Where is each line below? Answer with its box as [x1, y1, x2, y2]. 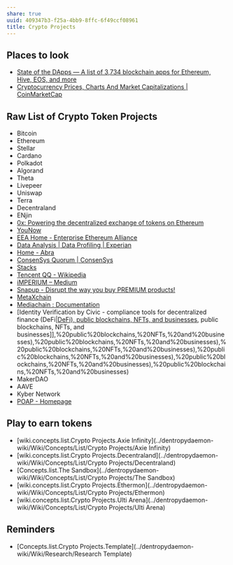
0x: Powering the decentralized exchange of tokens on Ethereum [16, 219, 204, 226]
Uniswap [16, 189, 43, 197]
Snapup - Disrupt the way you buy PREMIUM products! [16, 285, 176, 294]
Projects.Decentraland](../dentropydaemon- [92, 451, 218, 459]
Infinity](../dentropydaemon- [131, 436, 214, 444]
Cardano [16, 151, 43, 160]
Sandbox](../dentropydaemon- [71, 465, 160, 474]
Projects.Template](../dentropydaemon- [79, 542, 194, 550]
